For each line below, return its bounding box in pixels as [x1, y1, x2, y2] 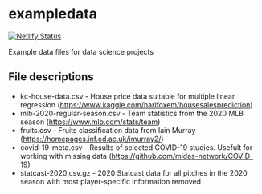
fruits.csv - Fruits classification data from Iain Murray [19, 125, 196, 135]
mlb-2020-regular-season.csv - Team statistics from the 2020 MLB [19, 108, 244, 118]
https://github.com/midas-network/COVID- [111, 151, 254, 160]
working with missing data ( [19, 151, 113, 160]
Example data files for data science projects [8, 46, 154, 56]
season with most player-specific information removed [19, 176, 202, 186]
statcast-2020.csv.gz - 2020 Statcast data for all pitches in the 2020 [19, 168, 248, 177]
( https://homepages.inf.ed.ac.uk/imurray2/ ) [19, 134, 164, 143]
